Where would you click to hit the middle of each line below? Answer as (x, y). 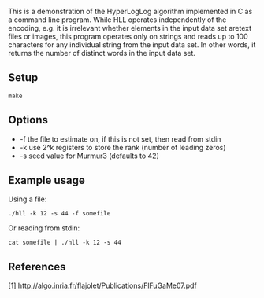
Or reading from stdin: (44, 228)
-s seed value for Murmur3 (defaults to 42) (89, 156)
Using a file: (28, 199)
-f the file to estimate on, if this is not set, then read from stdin (120, 139)
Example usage (46, 180)
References (37, 267)
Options (28, 120)
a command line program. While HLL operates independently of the (117, 20)
